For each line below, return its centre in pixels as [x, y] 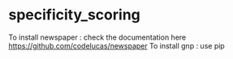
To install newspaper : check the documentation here [97, 37]
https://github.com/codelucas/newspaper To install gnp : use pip [116, 45]
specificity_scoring [74, 15]
